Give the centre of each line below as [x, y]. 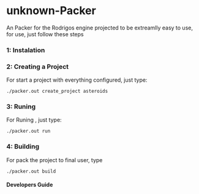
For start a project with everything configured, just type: [77, 80]
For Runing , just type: [34, 120]
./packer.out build [31, 171]
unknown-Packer [51, 11]
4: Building [23, 147]
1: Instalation [26, 50]
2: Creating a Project [38, 66]
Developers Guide [30, 185]
